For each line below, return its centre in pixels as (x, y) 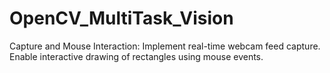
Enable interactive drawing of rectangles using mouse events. (136, 56)
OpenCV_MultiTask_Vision (121, 18)
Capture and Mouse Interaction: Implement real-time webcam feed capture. (165, 46)
